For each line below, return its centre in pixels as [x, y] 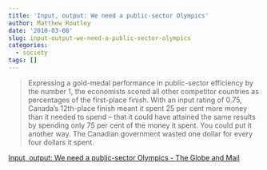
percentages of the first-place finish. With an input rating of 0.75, [135, 100]
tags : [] [23, 61]
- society [32, 53]
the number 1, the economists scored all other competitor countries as [143, 91]
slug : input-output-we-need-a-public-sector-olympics [100, 38]
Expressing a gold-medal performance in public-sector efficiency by [141, 83]
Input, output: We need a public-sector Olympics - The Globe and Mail [124, 157]
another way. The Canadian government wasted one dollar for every [140, 133]
